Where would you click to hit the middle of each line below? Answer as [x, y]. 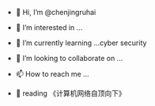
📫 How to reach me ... [52, 74]
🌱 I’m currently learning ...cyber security [81, 43]
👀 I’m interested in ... [49, 27]
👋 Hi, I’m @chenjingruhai [56, 12]
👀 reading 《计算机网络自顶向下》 [70, 93]
